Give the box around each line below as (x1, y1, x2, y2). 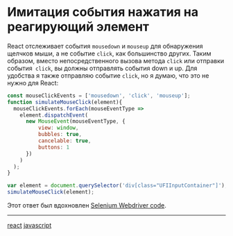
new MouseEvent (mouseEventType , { (25, 118, 126, 125)
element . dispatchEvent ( (19, 112, 89, 119)
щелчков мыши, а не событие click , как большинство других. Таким (7, 49, 212, 58)
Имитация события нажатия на (7, 4, 199, 20)
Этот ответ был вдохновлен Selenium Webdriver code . (7, 201, 166, 210)
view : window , (37, 124, 79, 132)
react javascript (7, 221, 52, 230)
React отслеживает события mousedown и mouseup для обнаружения (7, 42, 203, 50)
